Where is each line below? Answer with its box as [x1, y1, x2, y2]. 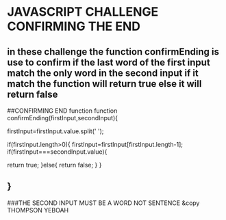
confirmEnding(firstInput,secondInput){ [7, 114, 118, 122]
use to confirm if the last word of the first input [7, 56, 210, 68]
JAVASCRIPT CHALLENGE [7, 4, 159, 20]
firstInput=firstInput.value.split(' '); [7, 127, 104, 135]
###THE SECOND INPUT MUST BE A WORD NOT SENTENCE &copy [7, 199, 200, 207]
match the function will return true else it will [7, 78, 202, 90]
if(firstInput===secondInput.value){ [7, 148, 108, 156]
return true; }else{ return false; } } [7, 161, 102, 169]
